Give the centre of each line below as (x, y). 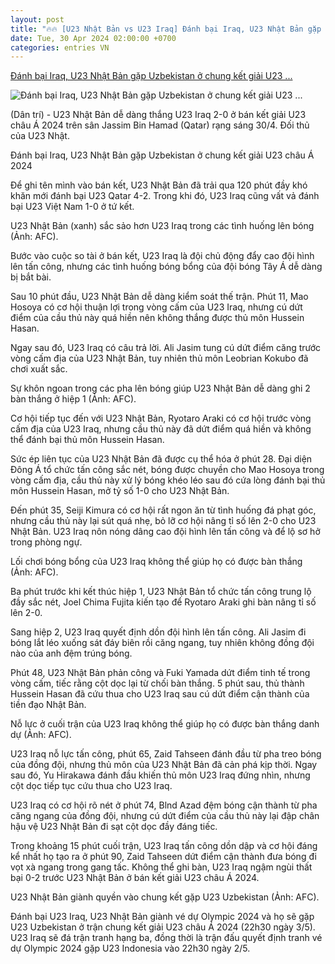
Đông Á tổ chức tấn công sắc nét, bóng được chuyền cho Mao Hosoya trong (167, 470)
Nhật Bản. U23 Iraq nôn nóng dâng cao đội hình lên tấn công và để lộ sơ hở (165, 532)
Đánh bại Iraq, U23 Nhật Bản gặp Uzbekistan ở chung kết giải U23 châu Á (162, 155)
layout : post (37, 19)
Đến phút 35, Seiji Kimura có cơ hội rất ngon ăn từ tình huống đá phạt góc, (163, 510)
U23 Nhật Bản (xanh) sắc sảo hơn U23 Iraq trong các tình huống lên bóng (162, 226)
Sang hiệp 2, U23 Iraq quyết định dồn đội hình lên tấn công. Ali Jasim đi (158, 632)
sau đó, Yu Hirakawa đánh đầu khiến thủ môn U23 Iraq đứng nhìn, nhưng (160, 775)
